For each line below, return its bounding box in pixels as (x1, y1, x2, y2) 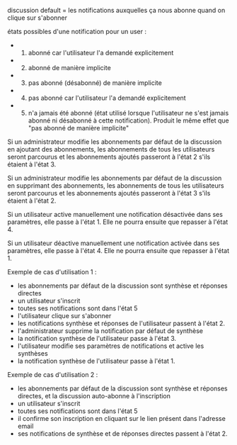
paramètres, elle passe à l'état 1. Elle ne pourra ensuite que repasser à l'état (7, 218, 229, 226)
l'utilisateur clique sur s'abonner (17, 312, 112, 320)
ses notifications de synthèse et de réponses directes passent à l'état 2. (17, 429, 228, 438)
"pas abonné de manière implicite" (28, 124, 129, 132)
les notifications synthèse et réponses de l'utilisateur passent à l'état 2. (17, 319, 225, 327)
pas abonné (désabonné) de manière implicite (28, 79, 163, 87)
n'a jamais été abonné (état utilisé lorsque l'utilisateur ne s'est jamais (28, 109, 229, 117)
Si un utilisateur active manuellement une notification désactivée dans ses (7, 210, 223, 218)
